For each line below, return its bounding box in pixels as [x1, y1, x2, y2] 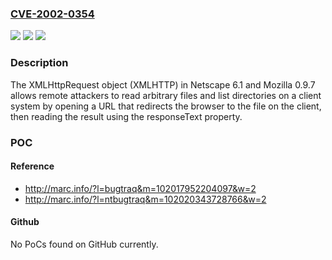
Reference [10, 160, 55, 172]
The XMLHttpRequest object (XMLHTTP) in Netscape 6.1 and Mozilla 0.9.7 [10, 78, 316, 91]
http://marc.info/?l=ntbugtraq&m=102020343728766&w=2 [24, 193, 267, 205]
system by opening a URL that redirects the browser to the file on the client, [10, 100, 322, 112]
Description [10, 56, 69, 70]
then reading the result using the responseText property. [10, 110, 243, 122]
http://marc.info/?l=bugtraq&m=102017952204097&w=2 [24, 182, 257, 194]
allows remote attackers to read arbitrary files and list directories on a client [10, 89, 322, 101]
